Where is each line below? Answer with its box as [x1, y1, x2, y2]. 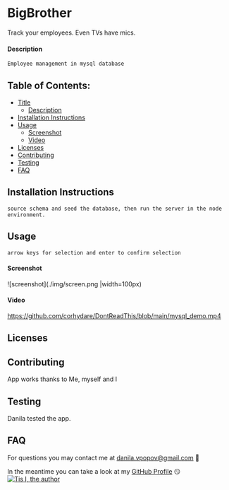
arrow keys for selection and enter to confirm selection [7, 249, 181, 256]
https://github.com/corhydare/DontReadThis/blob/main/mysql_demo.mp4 [7, 311, 221, 320]
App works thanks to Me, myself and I [7, 375, 118, 383]
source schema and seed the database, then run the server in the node [7, 205, 222, 212]
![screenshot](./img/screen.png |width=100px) [7, 279, 142, 288]
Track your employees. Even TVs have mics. [7, 28, 136, 37]
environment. [7, 211, 46, 218]
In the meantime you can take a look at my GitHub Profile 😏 [7, 467, 181, 475]
